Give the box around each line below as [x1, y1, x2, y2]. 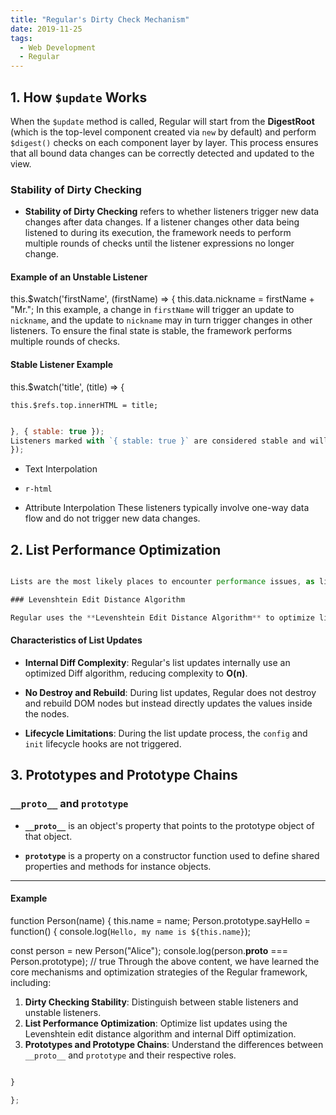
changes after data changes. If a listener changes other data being [24, 216, 300, 228]
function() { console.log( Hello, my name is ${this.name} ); [10, 925, 252, 937]
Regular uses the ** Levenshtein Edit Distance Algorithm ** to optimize [10, 612, 315, 623]
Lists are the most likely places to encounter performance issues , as [10, 577, 315, 587]
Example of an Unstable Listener [10, 271, 148, 283]
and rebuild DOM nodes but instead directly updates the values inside [24, 697, 313, 709]
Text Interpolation [24, 463, 98, 475]
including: [10, 976, 52, 988]
